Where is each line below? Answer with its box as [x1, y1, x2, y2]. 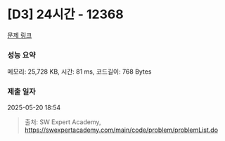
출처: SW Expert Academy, [24, 117, 101, 126]
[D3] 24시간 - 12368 [7, 6, 124, 22]
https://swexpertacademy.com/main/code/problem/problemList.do [24, 126, 219, 134]
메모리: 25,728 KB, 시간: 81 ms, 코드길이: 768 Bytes [7, 67, 152, 76]
